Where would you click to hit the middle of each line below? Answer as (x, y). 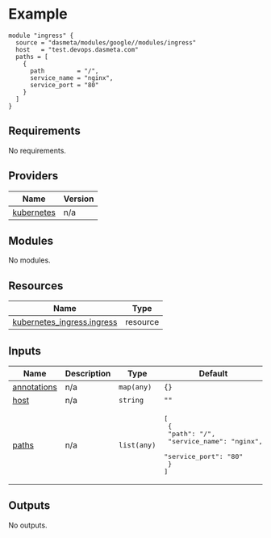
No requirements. (38, 150)
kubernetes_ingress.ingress (65, 322)
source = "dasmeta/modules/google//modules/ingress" (106, 42)
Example (38, 14)
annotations (35, 387)
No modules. (29, 260)
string (131, 400)
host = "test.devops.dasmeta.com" (77, 49)
